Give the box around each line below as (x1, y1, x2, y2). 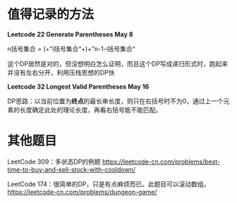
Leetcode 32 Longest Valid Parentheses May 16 (7, 82, 150, 91)
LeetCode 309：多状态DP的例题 (7, 157, 101, 166)
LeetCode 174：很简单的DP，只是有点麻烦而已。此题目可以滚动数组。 (7, 180, 210, 188)
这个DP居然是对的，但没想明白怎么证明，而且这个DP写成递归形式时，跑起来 (7, 59, 229, 67)
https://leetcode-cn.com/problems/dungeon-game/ (7, 188, 157, 196)
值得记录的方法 (7, 6, 95, 22)
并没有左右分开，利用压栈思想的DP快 (7, 68, 115, 77)
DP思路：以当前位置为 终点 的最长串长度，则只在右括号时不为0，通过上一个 (7, 96, 224, 105)
